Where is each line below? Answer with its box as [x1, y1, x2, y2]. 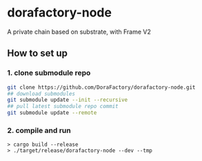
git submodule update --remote [7, 109, 97, 116]
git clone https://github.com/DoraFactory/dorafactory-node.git [7, 84, 196, 91]
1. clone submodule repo [7, 68, 91, 78]
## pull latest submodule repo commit [7, 103, 119, 110]
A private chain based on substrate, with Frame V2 [7, 28, 152, 36]
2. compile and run [7, 125, 71, 135]
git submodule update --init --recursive [7, 96, 128, 104]
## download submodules [7, 90, 76, 97]
